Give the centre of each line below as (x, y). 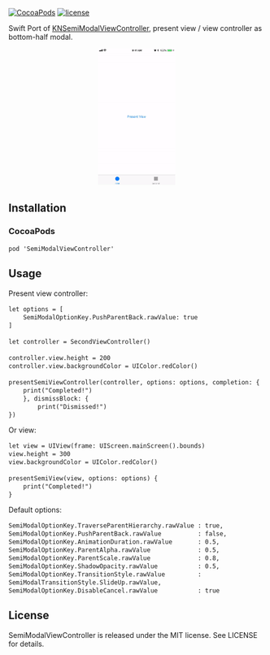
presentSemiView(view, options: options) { (83, 478)
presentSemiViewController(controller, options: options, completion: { (134, 382)
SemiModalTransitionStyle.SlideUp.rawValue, (85, 582)
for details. (26, 644)
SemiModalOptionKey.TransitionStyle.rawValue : (105, 574)
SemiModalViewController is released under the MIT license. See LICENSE (133, 635)
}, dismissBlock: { (56, 398)
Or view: (22, 430)
